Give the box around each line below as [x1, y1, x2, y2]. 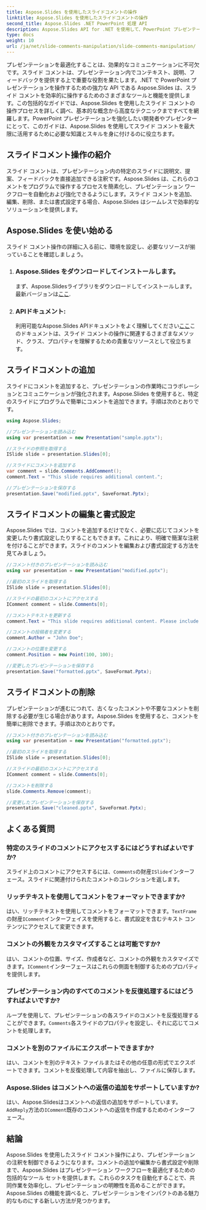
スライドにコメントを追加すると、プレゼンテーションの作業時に [6, 382, 167, 390]
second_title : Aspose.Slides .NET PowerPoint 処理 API [6, 20, 148, 26]
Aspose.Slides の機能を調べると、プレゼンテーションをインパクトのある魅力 [6, 1190, 199, 1197]
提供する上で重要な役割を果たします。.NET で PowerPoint [44, 76, 190, 84]
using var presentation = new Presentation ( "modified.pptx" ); [6, 568, 169, 574]
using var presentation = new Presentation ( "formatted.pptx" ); [6, 738, 172, 744]
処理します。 [22, 1027, 55, 1034]
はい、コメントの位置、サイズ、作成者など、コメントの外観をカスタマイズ [6, 955, 194, 962]
